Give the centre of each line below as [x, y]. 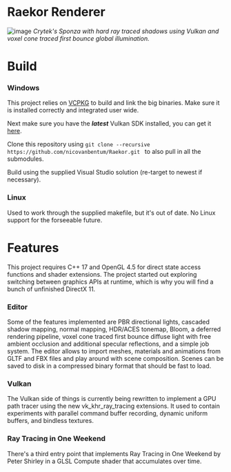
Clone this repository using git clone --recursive [79, 144]
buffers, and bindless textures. [51, 421]
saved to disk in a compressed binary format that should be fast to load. [109, 366]
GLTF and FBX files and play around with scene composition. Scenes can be [115, 358]
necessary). [24, 179]
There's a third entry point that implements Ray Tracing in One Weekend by [114, 453]
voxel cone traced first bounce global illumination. [78, 38]
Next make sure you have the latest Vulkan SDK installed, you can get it [109, 124]
